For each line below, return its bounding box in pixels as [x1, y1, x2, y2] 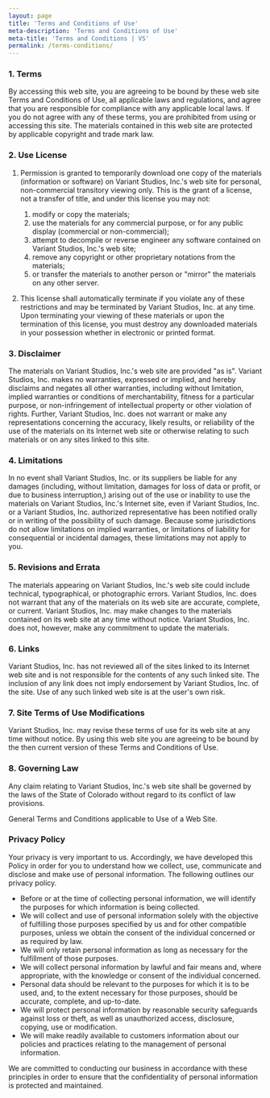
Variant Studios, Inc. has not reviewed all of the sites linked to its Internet [8, 661, 250, 671]
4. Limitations [8, 455, 63, 466]
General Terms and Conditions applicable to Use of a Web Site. [8, 813, 218, 823]
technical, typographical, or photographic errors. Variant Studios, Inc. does [8, 589, 257, 598]
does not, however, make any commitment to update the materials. [8, 622, 230, 633]
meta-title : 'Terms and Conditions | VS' [8, 34, 150, 43]
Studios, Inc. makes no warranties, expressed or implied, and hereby [8, 375, 236, 385]
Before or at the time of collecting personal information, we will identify [19, 893, 256, 903]
